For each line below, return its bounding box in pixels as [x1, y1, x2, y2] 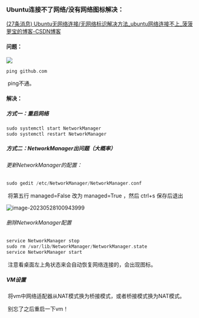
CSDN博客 [35, 28, 62, 35]
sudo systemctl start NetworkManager [6, 125, 102, 131]
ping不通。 [7, 80, 35, 87]
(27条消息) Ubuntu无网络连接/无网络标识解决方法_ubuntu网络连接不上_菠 [6, 20, 188, 28]
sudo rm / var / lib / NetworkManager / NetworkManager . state [6, 243, 148, 250]
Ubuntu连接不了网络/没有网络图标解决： [6, 5, 124, 13]
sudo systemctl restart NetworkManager [6, 131, 107, 137]
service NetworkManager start [6, 250, 83, 256]
